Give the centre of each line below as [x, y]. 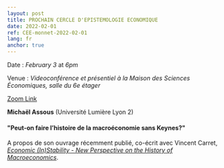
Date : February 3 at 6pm [43, 65]
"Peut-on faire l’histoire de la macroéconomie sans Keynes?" [96, 128]
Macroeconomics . [33, 158]
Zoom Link [22, 99]
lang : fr [20, 39]
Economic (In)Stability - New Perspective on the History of [90, 150]
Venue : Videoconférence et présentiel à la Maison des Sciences [99, 78]
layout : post [26, 13]
